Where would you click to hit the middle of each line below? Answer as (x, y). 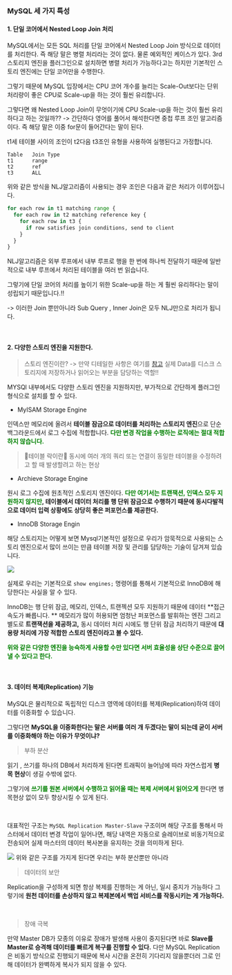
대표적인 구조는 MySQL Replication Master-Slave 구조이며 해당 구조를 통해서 (112, 825)
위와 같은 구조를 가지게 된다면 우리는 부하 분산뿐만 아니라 (92, 857)
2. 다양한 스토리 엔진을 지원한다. (50, 347)
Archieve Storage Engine (52, 479)
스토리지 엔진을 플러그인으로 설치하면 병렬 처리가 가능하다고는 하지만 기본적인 (112, 63)
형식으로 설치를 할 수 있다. (42, 396)
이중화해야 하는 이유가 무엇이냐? (57, 735)
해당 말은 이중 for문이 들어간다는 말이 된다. (86, 127)
